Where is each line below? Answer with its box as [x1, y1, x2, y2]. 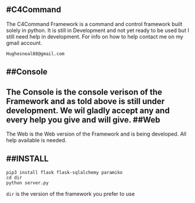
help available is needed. [6, 137, 67, 144]
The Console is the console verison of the [6, 87, 162, 97]
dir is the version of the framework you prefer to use [6, 190, 135, 197]
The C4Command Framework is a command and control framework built [6, 20, 183, 27]
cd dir [6, 175, 22, 181]
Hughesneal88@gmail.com [6, 50, 65, 57]
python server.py [6, 180, 49, 186]
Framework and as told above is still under [6, 96, 165, 106]
